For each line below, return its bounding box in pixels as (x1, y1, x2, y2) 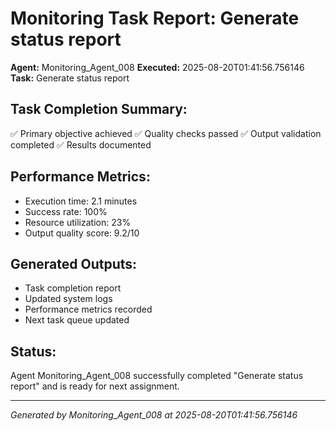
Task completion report (24, 282, 122, 294)
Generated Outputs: (10, 255, 138, 272)
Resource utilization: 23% (24, 216, 132, 228)
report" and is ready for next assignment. (10, 380, 180, 392)
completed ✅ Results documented (10, 138, 152, 151)
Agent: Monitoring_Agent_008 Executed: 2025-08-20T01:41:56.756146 (10, 61, 305, 73)
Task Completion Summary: (10, 101, 188, 118)
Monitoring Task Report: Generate (10, 7, 300, 30)
